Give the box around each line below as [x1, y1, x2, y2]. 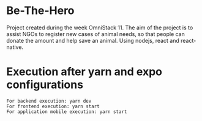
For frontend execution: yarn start [6, 103, 100, 109]
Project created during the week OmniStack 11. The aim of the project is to [6, 24, 193, 31]
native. [6, 43, 23, 51]
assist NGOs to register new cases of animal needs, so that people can [6, 30, 185, 37]
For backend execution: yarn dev [6, 98, 92, 104]
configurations [6, 78, 84, 92]
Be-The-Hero [6, 4, 75, 18]
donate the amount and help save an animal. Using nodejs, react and [6, 37, 179, 44]
